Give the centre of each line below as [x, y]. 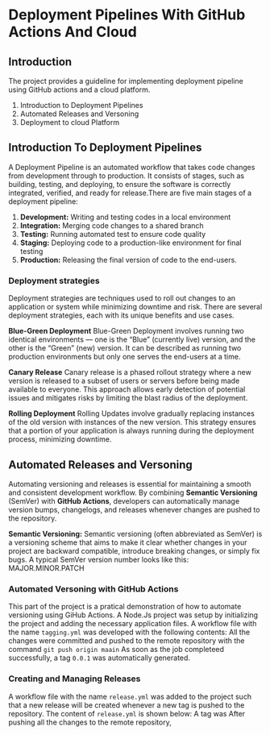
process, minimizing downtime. [60, 439]
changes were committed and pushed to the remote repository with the [127, 641]
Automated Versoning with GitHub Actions [93, 588]
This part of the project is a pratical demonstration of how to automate [125, 607]
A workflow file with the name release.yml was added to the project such [130, 696]
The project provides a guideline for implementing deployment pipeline [126, 81]
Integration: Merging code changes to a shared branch [112, 225]
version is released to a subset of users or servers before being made [124, 381]
